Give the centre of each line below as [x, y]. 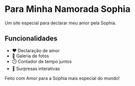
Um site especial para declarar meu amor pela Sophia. [60, 23]
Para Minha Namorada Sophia [67, 9]
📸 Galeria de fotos [30, 56]
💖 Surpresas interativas [36, 69]
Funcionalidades [31, 39]
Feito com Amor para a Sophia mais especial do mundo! [62, 78]
